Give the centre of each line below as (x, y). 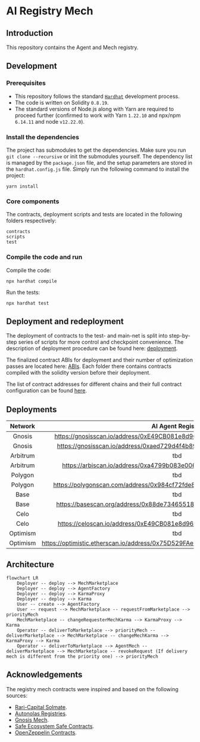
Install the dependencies (43, 137)
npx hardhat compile (32, 281)
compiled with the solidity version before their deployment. (78, 373)
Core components (33, 201)
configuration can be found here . (47, 391)
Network (23, 427)
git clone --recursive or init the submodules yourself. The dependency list (99, 156)
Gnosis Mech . (32, 720)
